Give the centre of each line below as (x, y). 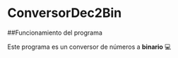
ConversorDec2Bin (65, 13)
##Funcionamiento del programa (55, 33)
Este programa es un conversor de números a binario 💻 (89, 47)
